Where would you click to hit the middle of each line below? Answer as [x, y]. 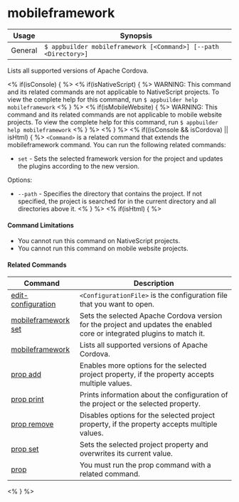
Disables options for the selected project [147, 415]
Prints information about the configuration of [154, 395]
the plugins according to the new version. [79, 166]
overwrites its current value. [126, 454]
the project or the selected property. [140, 404]
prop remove [32, 424]
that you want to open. [117, 304]
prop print [27, 400]
